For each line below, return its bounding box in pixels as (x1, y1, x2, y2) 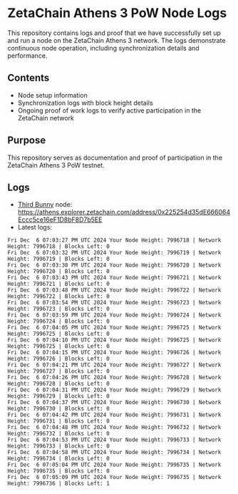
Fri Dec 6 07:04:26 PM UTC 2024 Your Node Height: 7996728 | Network (7, 374, 222, 381)
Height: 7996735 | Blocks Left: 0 (7, 468, 110, 475)
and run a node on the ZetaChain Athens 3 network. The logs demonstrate (7, 36, 226, 44)
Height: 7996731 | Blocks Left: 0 (7, 418, 110, 425)
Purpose (7, 134, 46, 147)
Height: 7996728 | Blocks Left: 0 (7, 380, 110, 388)
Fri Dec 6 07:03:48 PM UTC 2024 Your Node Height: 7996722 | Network (7, 287, 222, 294)
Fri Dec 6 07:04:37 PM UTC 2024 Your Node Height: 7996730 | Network (7, 399, 222, 406)
